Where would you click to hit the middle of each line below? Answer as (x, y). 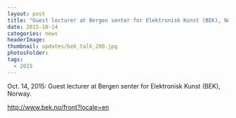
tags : (15, 60)
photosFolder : (28, 53)
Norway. (19, 93)
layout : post (26, 14)
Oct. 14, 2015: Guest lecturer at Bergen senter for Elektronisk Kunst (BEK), (114, 86)
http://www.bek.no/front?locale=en (58, 107)
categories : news (33, 33)
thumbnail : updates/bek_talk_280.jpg (63, 46)
